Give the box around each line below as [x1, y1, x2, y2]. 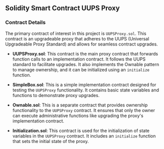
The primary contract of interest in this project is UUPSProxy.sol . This [5, 30, 146, 36]
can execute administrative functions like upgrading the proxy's [12, 112, 143, 118]
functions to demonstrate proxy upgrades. [12, 92, 100, 98]
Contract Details [5, 19, 46, 26]
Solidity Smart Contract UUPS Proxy [5, 4, 120, 12]
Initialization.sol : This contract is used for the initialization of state [12, 127, 150, 133]
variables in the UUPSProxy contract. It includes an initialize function [12, 132, 156, 139]
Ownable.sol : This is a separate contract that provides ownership [12, 102, 148, 108]
